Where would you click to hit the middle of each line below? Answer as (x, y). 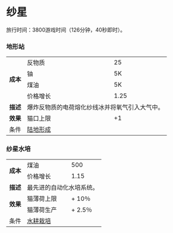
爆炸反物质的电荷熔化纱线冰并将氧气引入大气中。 (96, 108)
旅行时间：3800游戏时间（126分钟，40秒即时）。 (66, 30)
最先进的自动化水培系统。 (63, 187)
